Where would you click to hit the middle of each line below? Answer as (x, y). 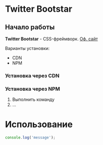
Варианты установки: (27, 48)
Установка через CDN (32, 75)
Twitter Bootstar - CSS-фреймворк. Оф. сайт (51, 39)
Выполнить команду (33, 99)
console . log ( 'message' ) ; (30, 138)
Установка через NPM (32, 89)
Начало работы (30, 27)
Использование (39, 125)
